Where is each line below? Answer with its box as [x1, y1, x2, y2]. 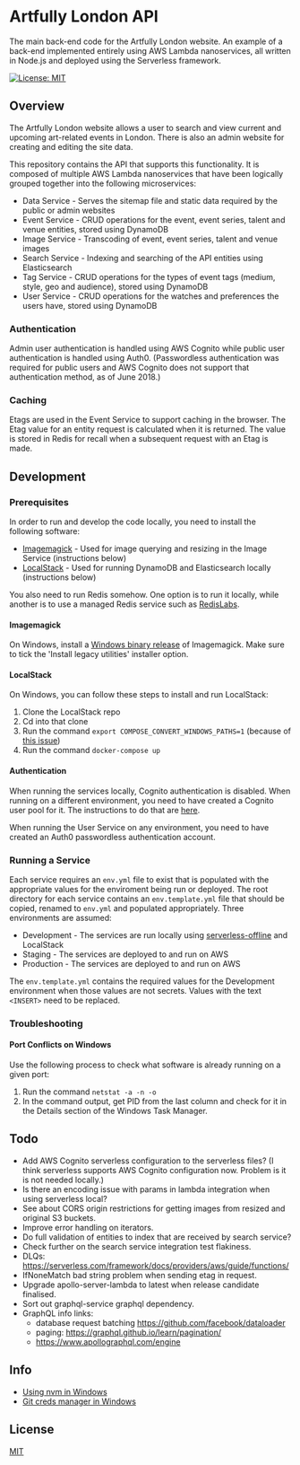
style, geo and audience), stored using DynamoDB [21, 281, 209, 292]
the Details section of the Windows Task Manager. [21, 1106, 208, 1117]
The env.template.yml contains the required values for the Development [9, 976, 275, 987]
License [9, 1422, 55, 1437]
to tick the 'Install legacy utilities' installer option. [9, 649, 189, 660]
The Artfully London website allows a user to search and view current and [9, 122, 282, 133]
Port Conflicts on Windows [9, 1040, 112, 1050]
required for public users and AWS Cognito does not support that [9, 362, 250, 373]
